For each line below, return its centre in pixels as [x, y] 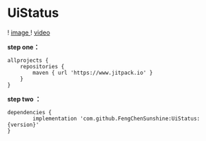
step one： [24, 47]
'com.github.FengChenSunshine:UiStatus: [140, 118]
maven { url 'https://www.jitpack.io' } [93, 73]
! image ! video [29, 32]
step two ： [24, 99]
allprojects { [28, 60]
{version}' [23, 125]
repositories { [42, 66]
